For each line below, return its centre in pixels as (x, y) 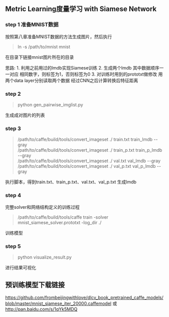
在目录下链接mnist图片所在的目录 (39, 57)
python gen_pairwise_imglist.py (50, 104)
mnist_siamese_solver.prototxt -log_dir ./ (59, 222)
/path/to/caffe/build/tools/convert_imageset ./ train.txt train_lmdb (85, 140)
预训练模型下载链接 (35, 285)
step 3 (13, 129)
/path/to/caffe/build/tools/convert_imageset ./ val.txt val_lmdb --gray (89, 161)
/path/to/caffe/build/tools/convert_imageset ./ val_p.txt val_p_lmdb (87, 166)
